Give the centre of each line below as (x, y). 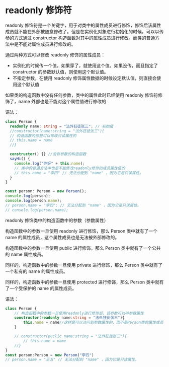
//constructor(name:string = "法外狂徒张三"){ (57, 131)
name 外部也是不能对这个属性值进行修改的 (62, 101)
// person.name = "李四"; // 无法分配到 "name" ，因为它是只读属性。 (73, 205)
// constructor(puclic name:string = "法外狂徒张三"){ (71, 336)
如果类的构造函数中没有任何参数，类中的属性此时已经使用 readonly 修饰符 (82, 95)
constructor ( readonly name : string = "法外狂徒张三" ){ (69, 318)
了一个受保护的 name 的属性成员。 (41, 288)
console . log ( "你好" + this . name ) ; (50, 163)
